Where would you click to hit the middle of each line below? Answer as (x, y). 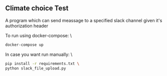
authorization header (27, 26)
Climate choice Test (37, 8)
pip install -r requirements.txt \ (42, 63)
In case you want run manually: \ (39, 54)
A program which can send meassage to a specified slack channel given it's (84, 20)
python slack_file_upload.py (36, 68)
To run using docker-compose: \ (38, 35)
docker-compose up (24, 45)
